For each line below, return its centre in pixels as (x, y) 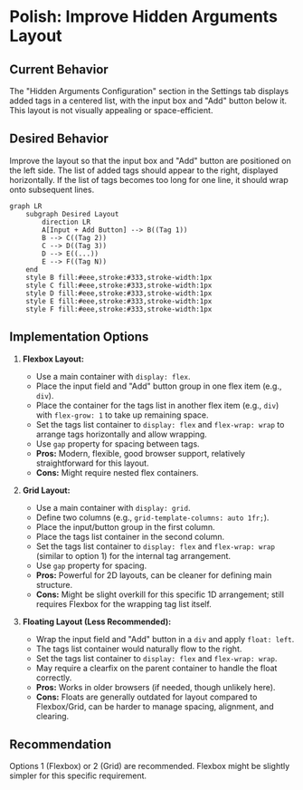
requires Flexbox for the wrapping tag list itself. (124, 603)
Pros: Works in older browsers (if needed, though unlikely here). (156, 687)
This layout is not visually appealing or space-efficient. (111, 110)
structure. (54, 584)
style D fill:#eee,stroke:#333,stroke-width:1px (119, 293)
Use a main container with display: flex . (113, 376)
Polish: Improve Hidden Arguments (144, 17)
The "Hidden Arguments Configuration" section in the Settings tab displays (149, 91)
